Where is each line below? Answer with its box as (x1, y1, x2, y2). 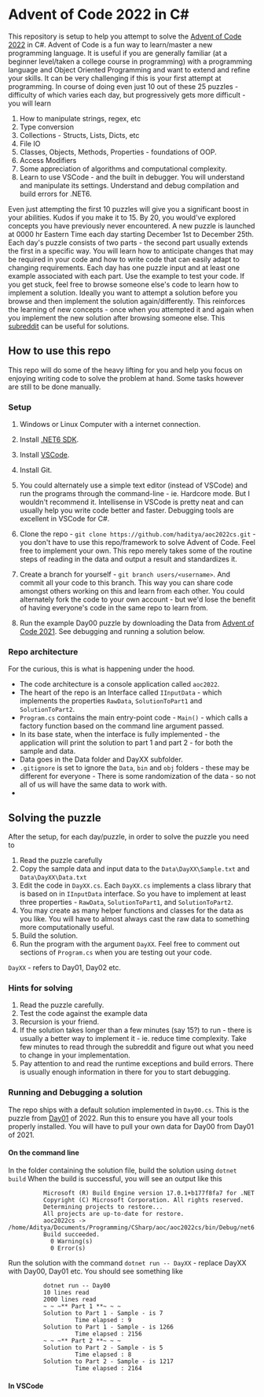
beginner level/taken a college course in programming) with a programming (8, 57, 253, 66)
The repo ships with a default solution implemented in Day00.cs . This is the (8, 1105, 250, 1114)
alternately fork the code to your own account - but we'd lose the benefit (19, 595, 255, 604)
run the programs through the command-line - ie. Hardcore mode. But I (19, 489, 250, 498)
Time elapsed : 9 (75, 1316, 132, 1324)
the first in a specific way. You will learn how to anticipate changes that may (8, 246, 254, 255)
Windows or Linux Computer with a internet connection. (19, 420, 201, 429)
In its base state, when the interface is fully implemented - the (19, 730, 221, 739)
